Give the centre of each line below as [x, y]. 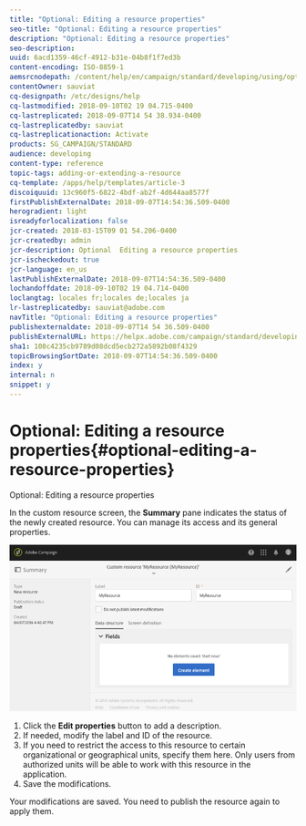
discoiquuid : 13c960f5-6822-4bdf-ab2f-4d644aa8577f [109, 192]
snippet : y [30, 385]
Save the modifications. [67, 783]
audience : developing [51, 154]
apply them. [32, 811]
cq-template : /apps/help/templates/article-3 [97, 182]
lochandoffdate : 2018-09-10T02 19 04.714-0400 [99, 289]
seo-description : [42, 48]
